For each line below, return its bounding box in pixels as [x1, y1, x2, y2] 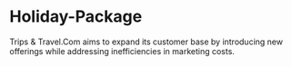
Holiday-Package [9, 6, 143, 27]
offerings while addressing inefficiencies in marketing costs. [9, 45, 235, 56]
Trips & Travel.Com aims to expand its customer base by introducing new [9, 36, 284, 47]
